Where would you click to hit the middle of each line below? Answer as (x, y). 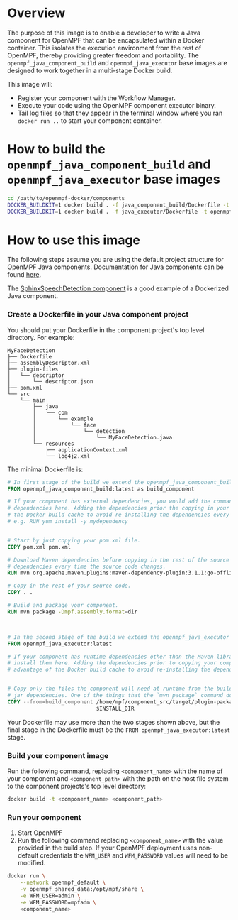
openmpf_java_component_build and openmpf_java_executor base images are (118, 62)
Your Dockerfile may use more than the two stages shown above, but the (114, 722)
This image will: (30, 84)
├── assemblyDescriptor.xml (49, 363)
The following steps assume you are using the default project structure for (116, 260)
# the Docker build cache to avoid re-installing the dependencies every (119, 515)
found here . (24, 275)
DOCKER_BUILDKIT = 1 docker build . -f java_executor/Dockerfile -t (107, 212)
